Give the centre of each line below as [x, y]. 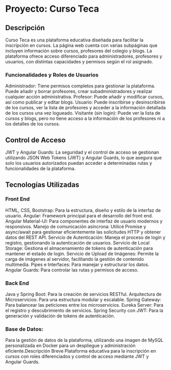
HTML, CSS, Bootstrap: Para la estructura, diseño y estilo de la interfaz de [83, 210]
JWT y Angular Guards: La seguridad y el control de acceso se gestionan [82, 152]
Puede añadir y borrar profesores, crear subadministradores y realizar [79, 91]
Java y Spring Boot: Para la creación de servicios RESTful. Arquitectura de [83, 294]
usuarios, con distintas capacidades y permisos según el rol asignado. [79, 61]
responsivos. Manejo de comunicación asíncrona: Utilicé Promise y [76, 226]
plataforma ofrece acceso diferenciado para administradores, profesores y [84, 56]
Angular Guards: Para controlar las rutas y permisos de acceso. [72, 270]
